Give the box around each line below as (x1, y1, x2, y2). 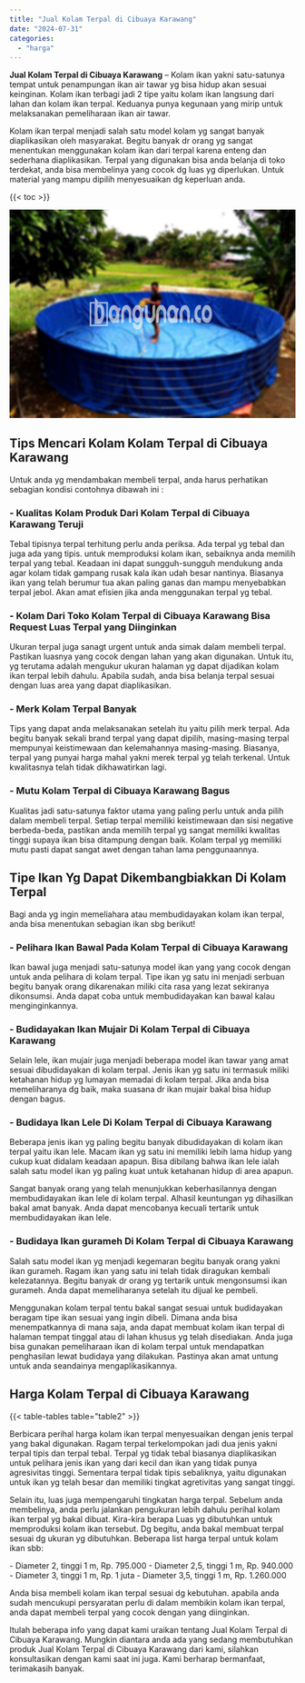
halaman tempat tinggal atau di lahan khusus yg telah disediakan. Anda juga (9, 1331, 293, 1342)
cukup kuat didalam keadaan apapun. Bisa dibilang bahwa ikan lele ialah (9, 1156, 280, 1167)
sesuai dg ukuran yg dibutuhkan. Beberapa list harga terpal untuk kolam (9, 1532, 279, 1544)
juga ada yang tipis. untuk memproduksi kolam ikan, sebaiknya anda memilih (9, 548, 296, 559)
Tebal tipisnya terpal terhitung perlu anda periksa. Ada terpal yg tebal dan (9, 538, 285, 549)
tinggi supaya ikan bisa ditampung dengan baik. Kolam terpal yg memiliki (9, 834, 282, 845)
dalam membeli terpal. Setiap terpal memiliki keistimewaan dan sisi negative (9, 814, 294, 826)
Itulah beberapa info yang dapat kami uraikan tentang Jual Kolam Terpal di (9, 1624, 288, 1635)
